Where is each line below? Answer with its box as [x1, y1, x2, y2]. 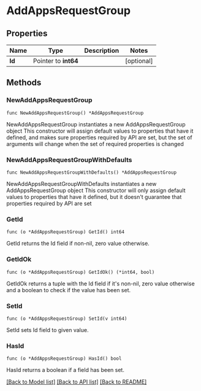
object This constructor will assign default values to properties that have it [6, 127, 194, 134]
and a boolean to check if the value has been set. [6, 286, 131, 293]
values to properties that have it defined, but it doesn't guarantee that [6, 193, 182, 200]
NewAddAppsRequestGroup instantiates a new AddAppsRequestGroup [6, 120, 186, 128]
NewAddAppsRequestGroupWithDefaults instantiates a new [6, 180, 157, 187]
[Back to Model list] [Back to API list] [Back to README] [6, 378, 147, 385]
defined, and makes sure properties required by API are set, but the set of [6, 133, 193, 141]
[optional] [124, 56, 153, 65]
